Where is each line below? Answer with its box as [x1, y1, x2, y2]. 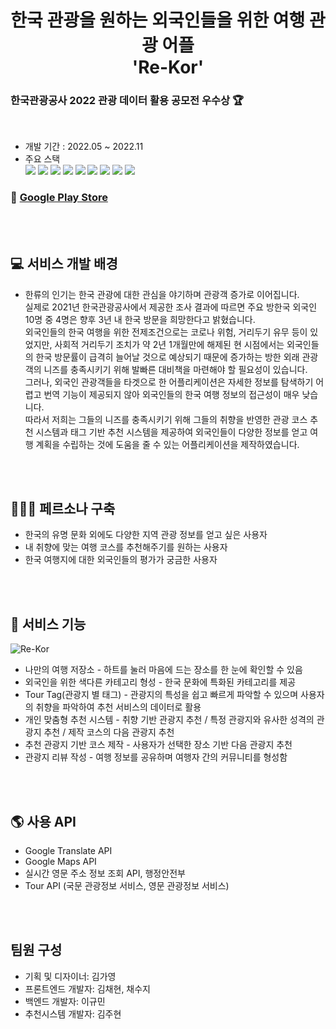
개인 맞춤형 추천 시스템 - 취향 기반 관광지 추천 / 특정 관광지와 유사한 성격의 [24, 714, 315, 726]
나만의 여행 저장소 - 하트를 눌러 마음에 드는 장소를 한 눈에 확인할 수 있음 [24, 664, 303, 676]
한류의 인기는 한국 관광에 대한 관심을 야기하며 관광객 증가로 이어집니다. [24, 288, 300, 300]
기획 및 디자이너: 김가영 [24, 970, 117, 982]
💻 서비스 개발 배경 [10, 256, 118, 273]
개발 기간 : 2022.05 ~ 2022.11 [24, 141, 144, 153]
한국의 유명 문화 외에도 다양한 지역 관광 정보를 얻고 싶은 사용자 [24, 529, 268, 541]
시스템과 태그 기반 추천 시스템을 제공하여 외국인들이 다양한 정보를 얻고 [35, 426, 308, 438]
